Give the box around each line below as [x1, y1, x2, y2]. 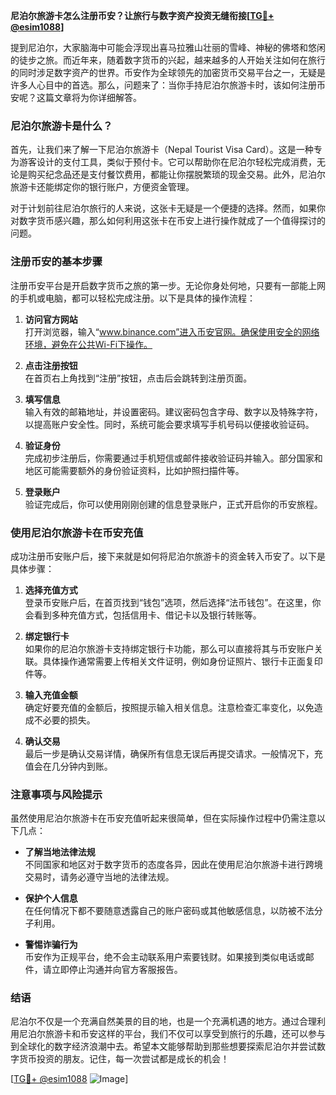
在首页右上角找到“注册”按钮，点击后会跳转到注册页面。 [24, 372, 253, 384]
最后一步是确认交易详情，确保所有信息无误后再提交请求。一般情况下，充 [24, 747, 323, 759]
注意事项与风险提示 [10, 787, 103, 801]
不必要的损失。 [33, 714, 96, 726]
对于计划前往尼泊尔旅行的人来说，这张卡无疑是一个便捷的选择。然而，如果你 [10, 202, 326, 214]
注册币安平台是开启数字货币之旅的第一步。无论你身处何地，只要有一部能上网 [10, 279, 326, 291]
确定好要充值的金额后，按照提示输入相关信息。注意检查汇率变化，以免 [24, 701, 315, 713]
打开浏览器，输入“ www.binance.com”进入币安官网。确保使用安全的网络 [24, 325, 320, 338]
